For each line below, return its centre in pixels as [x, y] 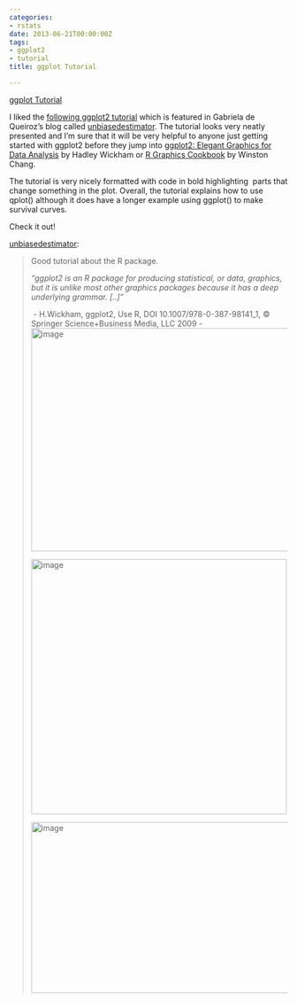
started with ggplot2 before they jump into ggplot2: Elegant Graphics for [141, 145]
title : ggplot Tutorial [53, 67]
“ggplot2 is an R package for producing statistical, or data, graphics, [156, 278]
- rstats [25, 26]
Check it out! [32, 226]
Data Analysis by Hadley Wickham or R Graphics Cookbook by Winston [139, 154]
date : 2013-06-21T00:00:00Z [61, 34]
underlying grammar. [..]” [77, 297]
